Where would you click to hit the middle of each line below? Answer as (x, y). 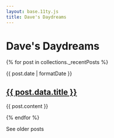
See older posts (25, 129)
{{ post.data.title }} (42, 92)
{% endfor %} (23, 117)
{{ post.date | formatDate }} (39, 73)
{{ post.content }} (27, 106)
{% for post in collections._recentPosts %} (57, 62)
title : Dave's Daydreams (36, 17)
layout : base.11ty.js (32, 11)
